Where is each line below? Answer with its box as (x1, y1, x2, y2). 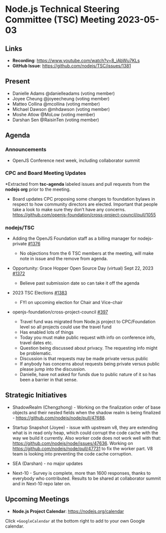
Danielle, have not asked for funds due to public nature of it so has (19, 372, 157, 378)
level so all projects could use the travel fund (19, 324, 112, 330)
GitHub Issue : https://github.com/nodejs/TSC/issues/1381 (12, 63, 131, 69)
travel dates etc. (19, 340, 53, 346)
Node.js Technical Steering (5, 3, 120, 15)
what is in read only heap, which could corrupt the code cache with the (12, 430, 159, 436)
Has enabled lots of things (19, 329, 74, 335)
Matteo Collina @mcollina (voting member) (12, 101, 100, 107)
